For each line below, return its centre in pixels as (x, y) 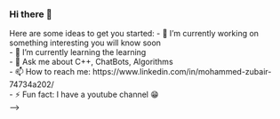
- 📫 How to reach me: (50, 72)
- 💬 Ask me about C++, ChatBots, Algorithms (91, 62)
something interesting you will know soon (85, 43)
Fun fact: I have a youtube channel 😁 (90, 95)
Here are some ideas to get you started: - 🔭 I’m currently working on (134, 34)
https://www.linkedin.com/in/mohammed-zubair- (182, 72)
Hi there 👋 (31, 14)
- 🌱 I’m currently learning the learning (78, 52)
